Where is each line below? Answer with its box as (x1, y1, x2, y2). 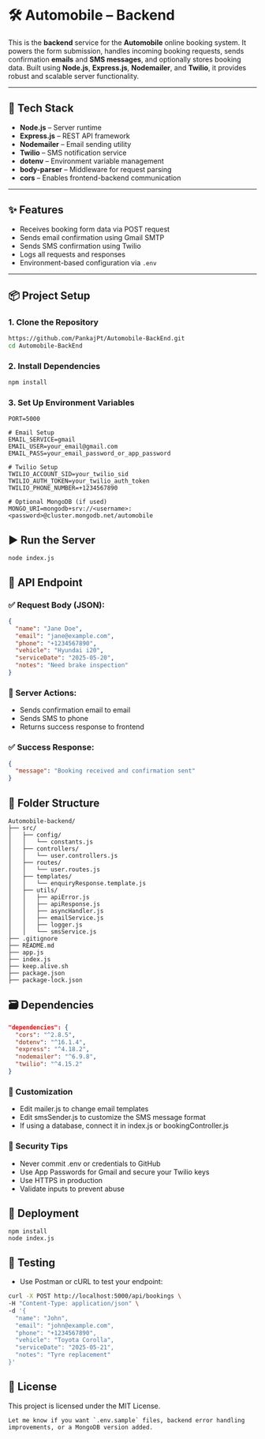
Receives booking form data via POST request (19, 224, 170, 234)
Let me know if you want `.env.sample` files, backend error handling (8, 1416, 245, 1424)
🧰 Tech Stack (8, 102, 74, 115)
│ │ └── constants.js (8, 838, 93, 846)
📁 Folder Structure (8, 796, 100, 810)
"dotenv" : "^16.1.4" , (15, 1038, 87, 1046)
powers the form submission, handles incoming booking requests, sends (8, 46, 244, 55)
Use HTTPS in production (19, 1175, 103, 1185)
